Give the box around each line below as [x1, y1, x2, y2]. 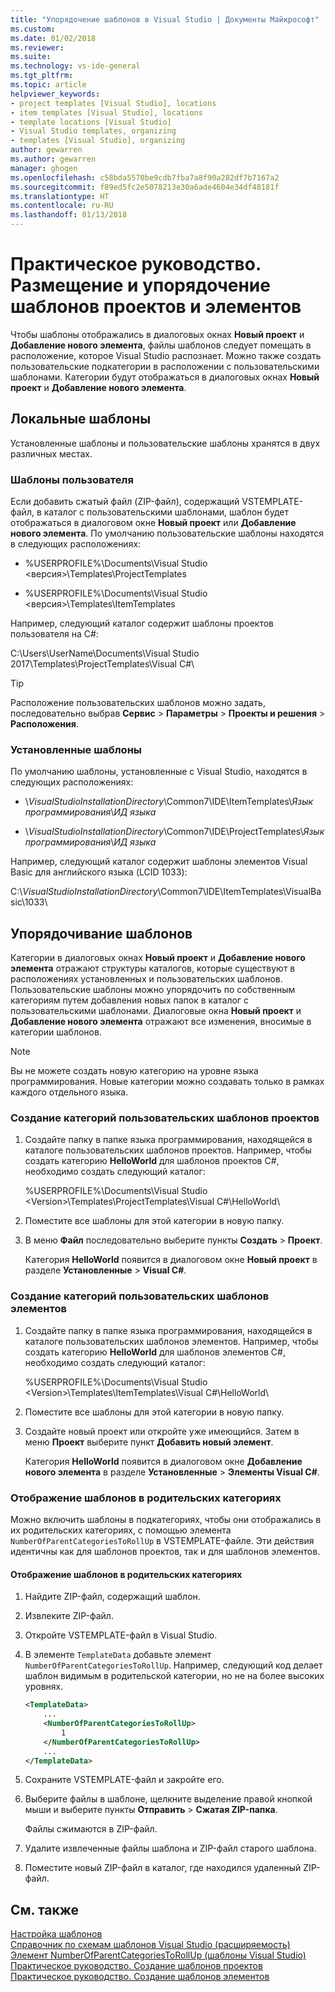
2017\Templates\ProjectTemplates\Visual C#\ [10, 658, 195, 670]
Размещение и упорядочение [10, 274, 271, 297]
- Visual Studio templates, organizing [10, 126, 177, 136]
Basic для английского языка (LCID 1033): [10, 866, 188, 878]
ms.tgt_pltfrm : [10, 71, 74, 81]
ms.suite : [10, 52, 52, 62]
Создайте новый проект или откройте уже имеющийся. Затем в [24, 1425, 300, 1437]
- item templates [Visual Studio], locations [10, 107, 203, 118]
